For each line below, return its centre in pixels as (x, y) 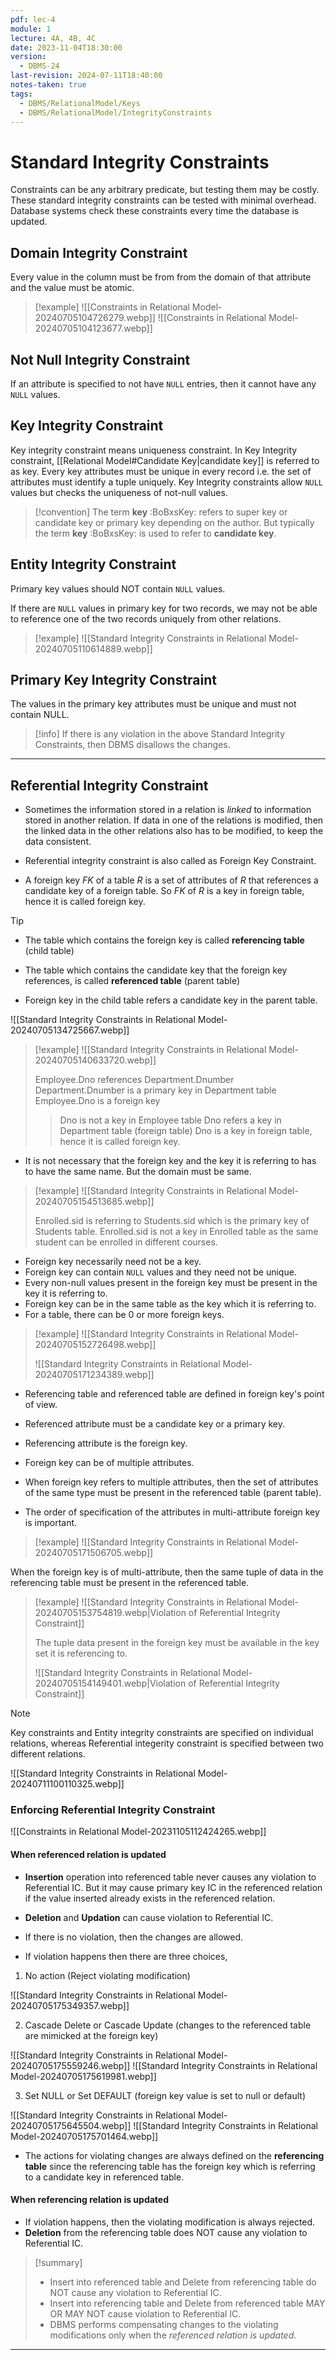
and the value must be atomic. (72, 288)
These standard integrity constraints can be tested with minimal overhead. (163, 200)
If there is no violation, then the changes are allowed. (134, 1937)
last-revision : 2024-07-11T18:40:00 (86, 76)
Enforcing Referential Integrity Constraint (113, 1810)
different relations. (48, 1754)
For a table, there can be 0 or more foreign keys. (124, 1315)
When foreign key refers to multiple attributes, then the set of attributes (171, 1482)
